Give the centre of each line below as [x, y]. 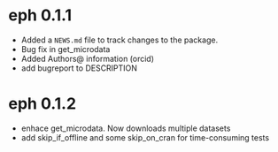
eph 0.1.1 [40, 15]
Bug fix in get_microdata [66, 49]
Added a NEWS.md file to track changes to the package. [120, 40]
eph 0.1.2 [42, 104]
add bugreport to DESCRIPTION [79, 68]
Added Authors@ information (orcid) [88, 58]
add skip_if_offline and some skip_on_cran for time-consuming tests [145, 137]
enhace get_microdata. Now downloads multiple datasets [126, 128]
